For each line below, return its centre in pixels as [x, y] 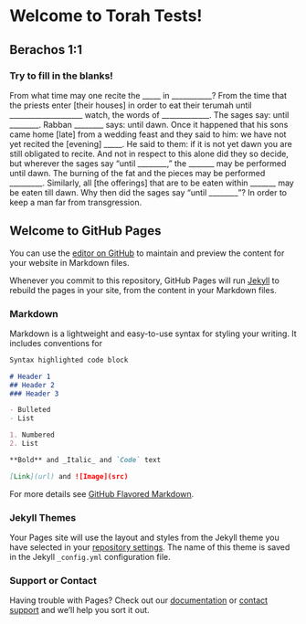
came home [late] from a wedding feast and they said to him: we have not [148, 134]
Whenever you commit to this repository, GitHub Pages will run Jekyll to [145, 280]
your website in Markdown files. [69, 262]
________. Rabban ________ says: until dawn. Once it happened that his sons [149, 124]
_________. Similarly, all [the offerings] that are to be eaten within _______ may [152, 183]
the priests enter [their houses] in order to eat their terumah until [131, 105]
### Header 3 [34, 394]
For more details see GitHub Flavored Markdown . [102, 493]
